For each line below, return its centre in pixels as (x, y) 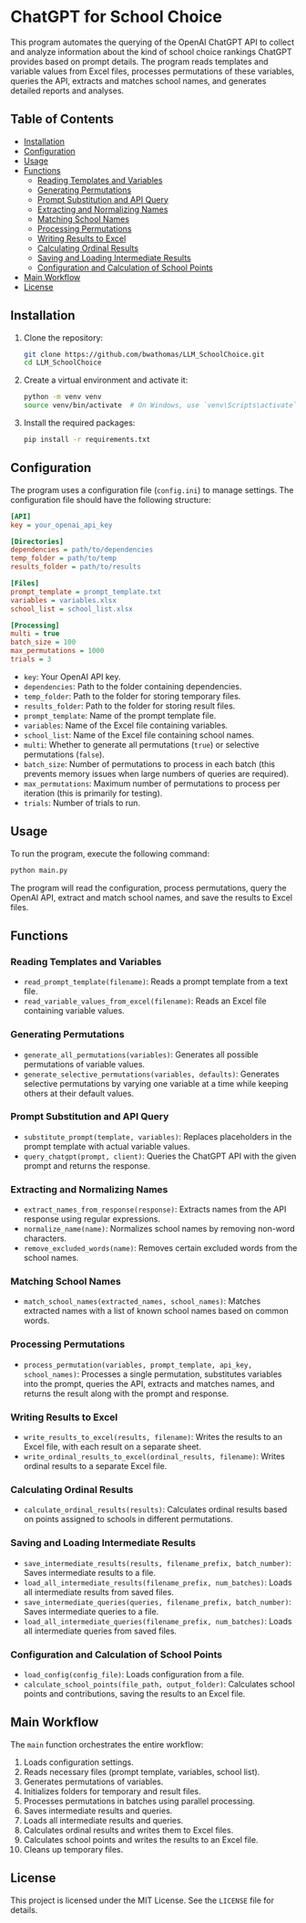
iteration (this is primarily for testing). (93, 793)
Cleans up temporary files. (73, 1849)
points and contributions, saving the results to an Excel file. (134, 1693)
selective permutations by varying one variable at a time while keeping (156, 1083)
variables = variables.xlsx (64, 600)
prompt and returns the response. (87, 1165)
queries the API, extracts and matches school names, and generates (138, 80)
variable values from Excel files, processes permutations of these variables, (153, 71)
